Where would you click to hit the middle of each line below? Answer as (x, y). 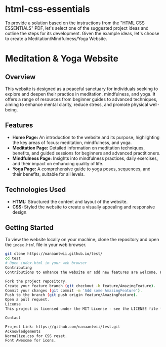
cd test (13, 258)
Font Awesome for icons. (31, 341)
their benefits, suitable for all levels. (48, 174)
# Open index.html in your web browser (46, 263)
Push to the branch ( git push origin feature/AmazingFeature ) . (72, 295)
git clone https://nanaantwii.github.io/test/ (54, 254)
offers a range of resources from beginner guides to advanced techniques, (81, 99)
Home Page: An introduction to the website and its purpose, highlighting (86, 137)
